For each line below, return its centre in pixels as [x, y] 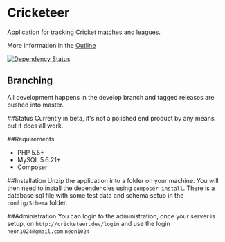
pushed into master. [36, 105]
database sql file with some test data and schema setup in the [96, 195]
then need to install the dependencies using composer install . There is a [111, 188]
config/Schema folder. [37, 202]
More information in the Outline [52, 45]
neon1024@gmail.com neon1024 [48, 231]
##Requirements [31, 139]
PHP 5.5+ [31, 152]
